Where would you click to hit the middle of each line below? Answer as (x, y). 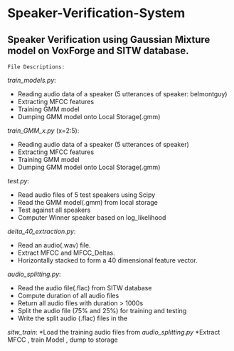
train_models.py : (32, 80)
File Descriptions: (36, 67)
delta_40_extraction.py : (42, 231)
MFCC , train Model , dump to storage (63, 340)
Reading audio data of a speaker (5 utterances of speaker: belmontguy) (122, 94)
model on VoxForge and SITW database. (99, 50)
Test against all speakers (54, 210)
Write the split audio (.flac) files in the (73, 318)
